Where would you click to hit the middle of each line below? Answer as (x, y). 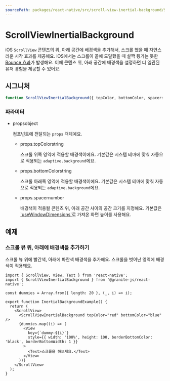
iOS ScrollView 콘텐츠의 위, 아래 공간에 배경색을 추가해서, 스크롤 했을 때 (77, 50)
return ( (19, 307)
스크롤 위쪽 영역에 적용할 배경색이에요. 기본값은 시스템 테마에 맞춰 (85, 154)
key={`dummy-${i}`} (48, 333)
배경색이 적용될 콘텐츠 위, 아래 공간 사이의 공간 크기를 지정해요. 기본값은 (91, 208)
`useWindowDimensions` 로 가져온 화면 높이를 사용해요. (76, 214)
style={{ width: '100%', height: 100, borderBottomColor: (90, 337)
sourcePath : (18, 10)
